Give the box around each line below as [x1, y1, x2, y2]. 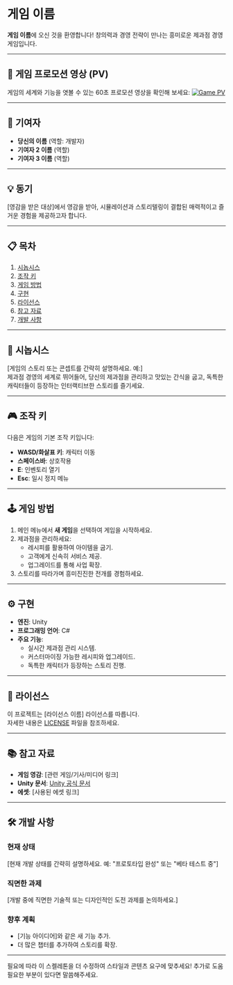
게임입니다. [7, 39, 37, 47]
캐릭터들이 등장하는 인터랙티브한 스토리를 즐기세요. [7, 381, 145, 390]
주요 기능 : [17, 635, 44, 644]
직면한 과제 [7, 878, 42, 888]
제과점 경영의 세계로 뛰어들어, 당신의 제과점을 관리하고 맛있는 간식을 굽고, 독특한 [7, 373, 224, 381]
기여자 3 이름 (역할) [17, 154, 70, 162]
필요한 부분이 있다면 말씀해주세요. [7, 970, 98, 979]
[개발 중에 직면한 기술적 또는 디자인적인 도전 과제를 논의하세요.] [7, 896, 178, 904]
